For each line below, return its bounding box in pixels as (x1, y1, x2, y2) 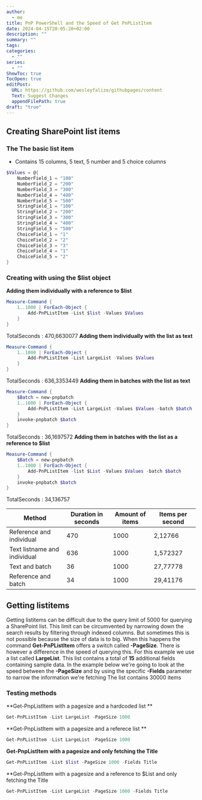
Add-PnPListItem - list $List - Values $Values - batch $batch (28, 468, 182, 474)
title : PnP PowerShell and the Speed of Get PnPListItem (6, 20, 152, 26)
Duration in (70, 510, 103, 519)
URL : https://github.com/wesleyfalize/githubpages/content (11, 87, 163, 93)
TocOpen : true (6, 76, 42, 82)
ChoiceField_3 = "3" (17, 242, 69, 249)
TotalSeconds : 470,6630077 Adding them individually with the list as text (6, 332, 193, 339)
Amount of (114, 510, 146, 519)
